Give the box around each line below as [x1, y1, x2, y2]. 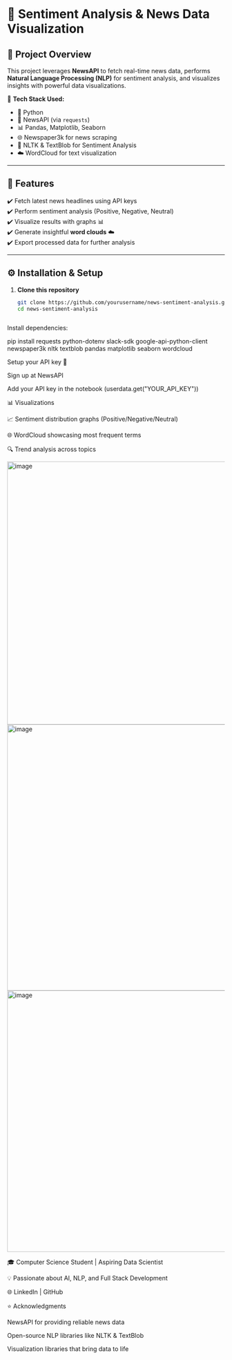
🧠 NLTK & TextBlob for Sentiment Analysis [17, 141, 137, 149]
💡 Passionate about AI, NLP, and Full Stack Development [7, 1274, 168, 1283]
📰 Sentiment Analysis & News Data [7, 6, 211, 22]
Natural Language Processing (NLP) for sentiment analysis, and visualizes [7, 74, 220, 82]
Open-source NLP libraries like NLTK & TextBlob [7, 1332, 144, 1340]
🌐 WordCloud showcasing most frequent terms [7, 431, 142, 440]
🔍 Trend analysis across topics [7, 445, 97, 453]
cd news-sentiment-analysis [17, 305, 98, 312]
